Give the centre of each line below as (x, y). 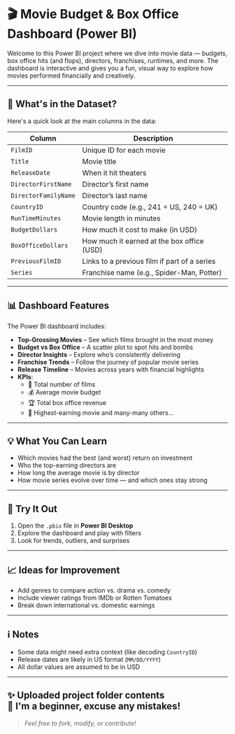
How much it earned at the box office (143, 241)
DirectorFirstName (41, 184)
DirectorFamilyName (43, 195)
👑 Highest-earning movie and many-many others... (101, 412)
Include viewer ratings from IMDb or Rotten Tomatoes (95, 598)
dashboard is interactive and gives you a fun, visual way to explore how (110, 68)
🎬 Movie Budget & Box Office (93, 14)
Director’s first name (115, 184)
